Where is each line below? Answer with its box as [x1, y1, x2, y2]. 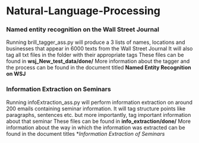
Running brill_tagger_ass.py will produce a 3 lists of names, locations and [6, 39, 185, 46]
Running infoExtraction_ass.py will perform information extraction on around [6, 98, 193, 106]
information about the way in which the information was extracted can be [6, 123, 185, 131]
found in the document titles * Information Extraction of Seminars [6, 130, 165, 137]
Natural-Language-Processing [6, 4, 160, 18]
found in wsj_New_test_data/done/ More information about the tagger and [6, 58, 190, 65]
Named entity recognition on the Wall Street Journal [6, 26, 159, 34]
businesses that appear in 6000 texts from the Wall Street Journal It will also [6, 45, 193, 52]
